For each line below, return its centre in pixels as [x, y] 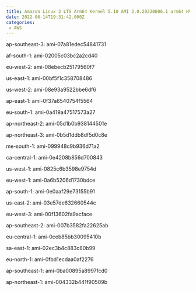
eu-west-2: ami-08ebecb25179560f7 [50, 67]
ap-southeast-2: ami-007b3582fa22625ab [57, 226]
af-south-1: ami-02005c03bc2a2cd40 [52, 56]
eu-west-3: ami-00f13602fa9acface [49, 214]
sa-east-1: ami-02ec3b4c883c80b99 [51, 248]
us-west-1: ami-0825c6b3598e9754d [51, 169]
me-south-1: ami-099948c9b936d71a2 [53, 146]
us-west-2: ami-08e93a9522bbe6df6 [51, 90]
